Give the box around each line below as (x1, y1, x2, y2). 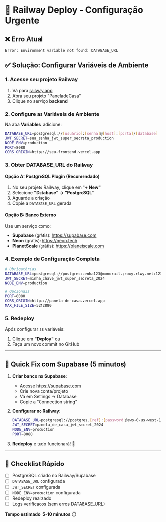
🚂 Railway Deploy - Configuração (5, 4, 143, 16)
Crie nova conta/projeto (19, 388, 68, 394)
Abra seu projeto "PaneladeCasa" (12, 93, 81, 99)
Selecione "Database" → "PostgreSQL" (12, 190, 94, 196)
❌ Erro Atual (5, 35, 43, 43)
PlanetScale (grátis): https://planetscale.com (12, 243, 104, 249)
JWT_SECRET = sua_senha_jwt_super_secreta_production (5, 136, 114, 141)
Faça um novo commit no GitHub (12, 341, 80, 347)
